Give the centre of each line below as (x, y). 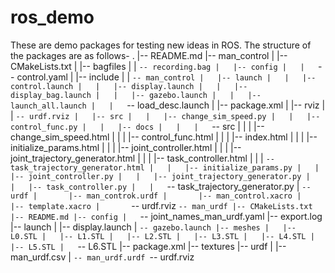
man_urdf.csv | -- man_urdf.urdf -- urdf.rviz (102, 257)
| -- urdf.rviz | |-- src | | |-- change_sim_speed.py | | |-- (165, 115)
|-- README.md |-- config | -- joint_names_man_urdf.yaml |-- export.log (166, 216)
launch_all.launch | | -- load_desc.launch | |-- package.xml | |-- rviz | (168, 105)
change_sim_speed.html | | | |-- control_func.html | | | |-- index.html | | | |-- (164, 137)
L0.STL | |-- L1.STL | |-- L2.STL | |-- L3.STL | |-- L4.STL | (162, 236)
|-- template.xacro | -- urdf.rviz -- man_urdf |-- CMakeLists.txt (161, 205)
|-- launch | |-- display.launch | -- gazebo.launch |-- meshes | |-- (153, 227)
